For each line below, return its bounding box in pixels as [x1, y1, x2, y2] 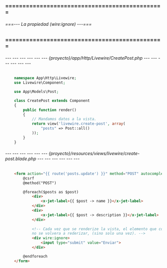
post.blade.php [5, 156, 36, 162]
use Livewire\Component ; [14, 80, 66, 86]
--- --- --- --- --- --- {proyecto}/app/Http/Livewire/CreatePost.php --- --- [5, 55, 158, 61]
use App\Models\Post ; [14, 89, 59, 94]
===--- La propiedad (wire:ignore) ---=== [5, 21, 92, 27]
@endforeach [23, 254, 48, 259]
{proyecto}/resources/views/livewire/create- [48, 151, 140, 157]
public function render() [23, 107, 77, 112]
